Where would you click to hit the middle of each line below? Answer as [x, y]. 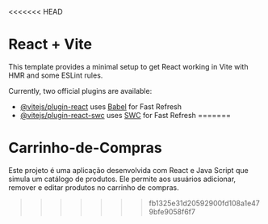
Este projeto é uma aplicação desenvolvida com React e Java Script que [128, 170]
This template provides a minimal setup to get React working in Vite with [128, 66]
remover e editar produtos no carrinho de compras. [94, 187]
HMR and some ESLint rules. [56, 75]
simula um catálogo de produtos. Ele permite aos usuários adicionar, [122, 179]
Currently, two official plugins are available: [80, 91]
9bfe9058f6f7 [172, 211]
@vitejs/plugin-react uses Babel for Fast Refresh [101, 106]
